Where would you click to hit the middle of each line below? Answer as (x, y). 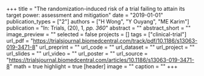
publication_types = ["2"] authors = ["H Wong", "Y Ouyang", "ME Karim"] (98, 21)
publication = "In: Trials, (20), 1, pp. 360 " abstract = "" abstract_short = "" (99, 28)
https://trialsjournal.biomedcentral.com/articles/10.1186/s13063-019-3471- (102, 60)
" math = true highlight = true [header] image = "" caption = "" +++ (93, 66)
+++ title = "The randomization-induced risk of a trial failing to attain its (96, 9)
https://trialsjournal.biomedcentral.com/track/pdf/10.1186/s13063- (115, 41)
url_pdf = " (20, 41)
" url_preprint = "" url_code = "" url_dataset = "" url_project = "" (115, 47)
